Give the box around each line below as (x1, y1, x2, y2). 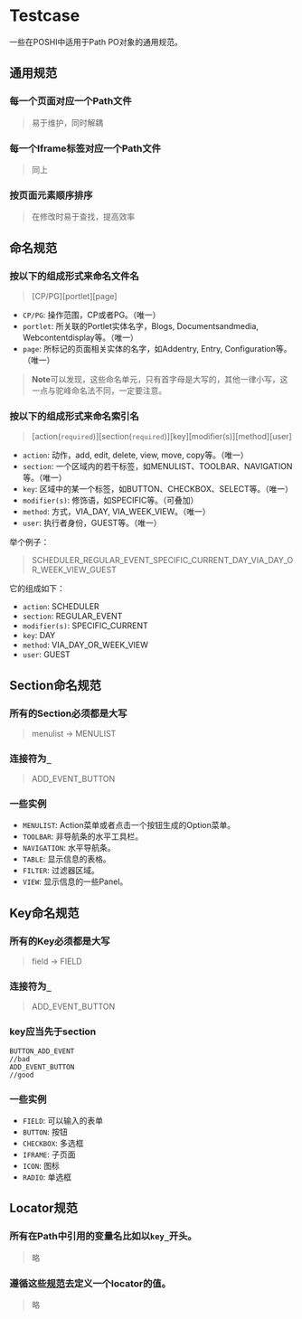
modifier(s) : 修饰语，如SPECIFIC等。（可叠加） (22, 495, 199, 506)
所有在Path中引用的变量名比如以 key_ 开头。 (9, 1230, 197, 1243)
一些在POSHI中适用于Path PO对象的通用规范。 (9, 36, 184, 47)
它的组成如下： (9, 583, 65, 594)
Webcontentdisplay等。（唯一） (22, 332, 138, 343)
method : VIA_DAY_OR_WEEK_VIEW (22, 639, 149, 651)
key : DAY (22, 630, 56, 641)
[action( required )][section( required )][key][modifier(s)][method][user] (31, 431, 292, 442)
